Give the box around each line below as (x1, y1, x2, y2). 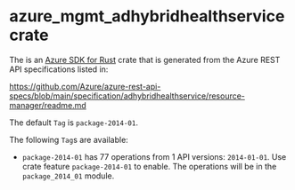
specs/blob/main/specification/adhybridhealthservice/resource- (9, 91, 245, 101)
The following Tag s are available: (9, 134, 129, 145)
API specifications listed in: (9, 64, 109, 75)
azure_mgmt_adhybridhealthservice (9, 6, 285, 27)
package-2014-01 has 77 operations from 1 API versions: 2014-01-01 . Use (21, 151, 287, 162)
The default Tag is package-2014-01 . (9, 117, 138, 128)
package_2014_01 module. (21, 170, 115, 181)
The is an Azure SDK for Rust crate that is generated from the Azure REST (9, 54, 281, 65)
